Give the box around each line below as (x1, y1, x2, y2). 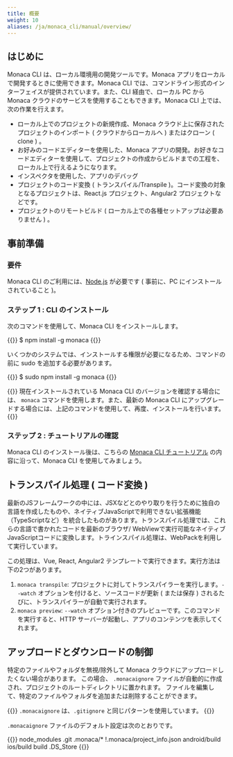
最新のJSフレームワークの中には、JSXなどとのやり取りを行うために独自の (7, 499, 221, 507)
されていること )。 (7, 285, 60, 294)
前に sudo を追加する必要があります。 (7, 359, 116, 367)
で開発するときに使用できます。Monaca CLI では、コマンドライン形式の (7, 79, 213, 88)
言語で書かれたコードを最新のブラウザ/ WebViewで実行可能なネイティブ (19, 525, 226, 533)
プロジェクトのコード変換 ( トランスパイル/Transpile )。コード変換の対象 (17, 181, 226, 189)
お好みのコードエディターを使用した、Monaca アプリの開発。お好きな (17, 146, 218, 154)
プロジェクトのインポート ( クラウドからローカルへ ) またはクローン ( (17, 128, 215, 137)
